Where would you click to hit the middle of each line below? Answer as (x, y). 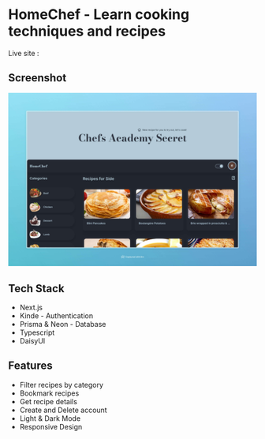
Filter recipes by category (62, 385)
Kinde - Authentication (56, 315)
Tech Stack (36, 289)
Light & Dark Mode (50, 418)
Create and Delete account (63, 410)
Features (30, 366)
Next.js (31, 307)
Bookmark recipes (49, 393)
